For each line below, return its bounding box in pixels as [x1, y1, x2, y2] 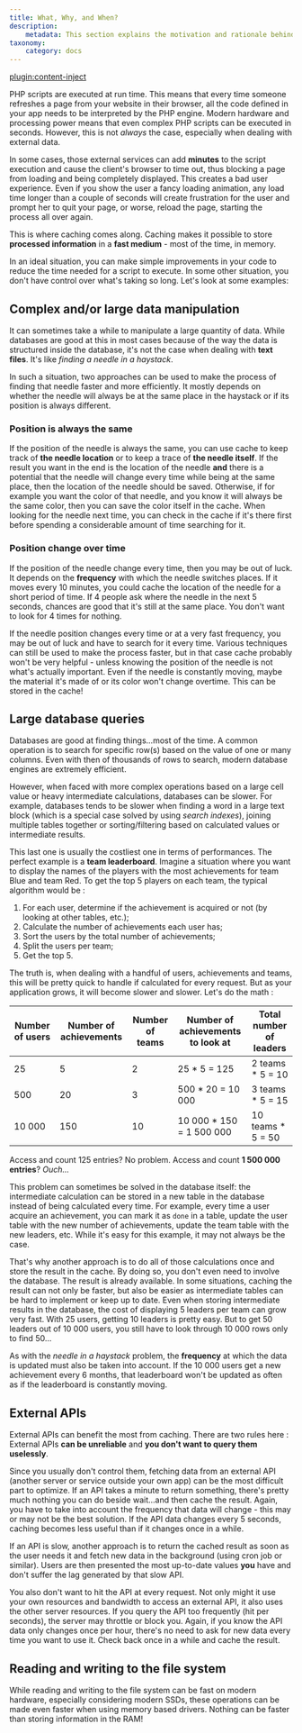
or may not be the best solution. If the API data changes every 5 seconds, [9, 1514, 281, 1525]
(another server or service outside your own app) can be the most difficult [9, 1475, 284, 1486]
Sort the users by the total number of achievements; [22, 931, 216, 942]
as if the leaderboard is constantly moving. [9, 1379, 168, 1390]
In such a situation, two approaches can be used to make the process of [9, 371, 277, 382]
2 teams [251, 1057, 286, 1070]
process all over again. [9, 212, 93, 222]
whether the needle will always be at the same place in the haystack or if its [9, 390, 289, 401]
